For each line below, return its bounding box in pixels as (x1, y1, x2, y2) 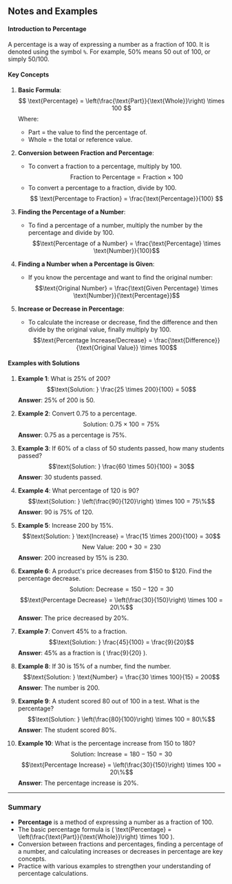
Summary (8, 802, 42, 812)
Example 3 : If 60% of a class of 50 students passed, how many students (17, 444, 224, 452)
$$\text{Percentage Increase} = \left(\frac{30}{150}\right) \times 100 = (21, 761, 222, 769)
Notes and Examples (8, 6, 98, 17)
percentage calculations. (17, 870, 89, 878)
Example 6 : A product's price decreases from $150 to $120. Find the (17, 567, 212, 575)
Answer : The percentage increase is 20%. (17, 779, 139, 787)
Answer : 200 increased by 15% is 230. (17, 554, 129, 562)
